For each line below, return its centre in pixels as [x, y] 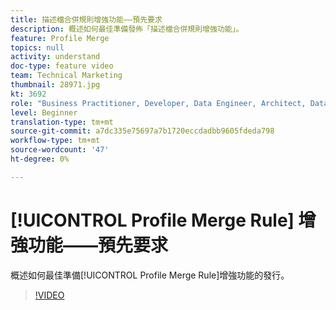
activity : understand [55, 57]
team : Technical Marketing [66, 76]
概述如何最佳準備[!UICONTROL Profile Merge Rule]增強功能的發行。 [150, 275]
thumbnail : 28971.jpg [55, 85]
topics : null [37, 47]
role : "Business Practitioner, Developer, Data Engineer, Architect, [158, 103]
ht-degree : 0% [40, 159]
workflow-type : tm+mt [55, 141]
